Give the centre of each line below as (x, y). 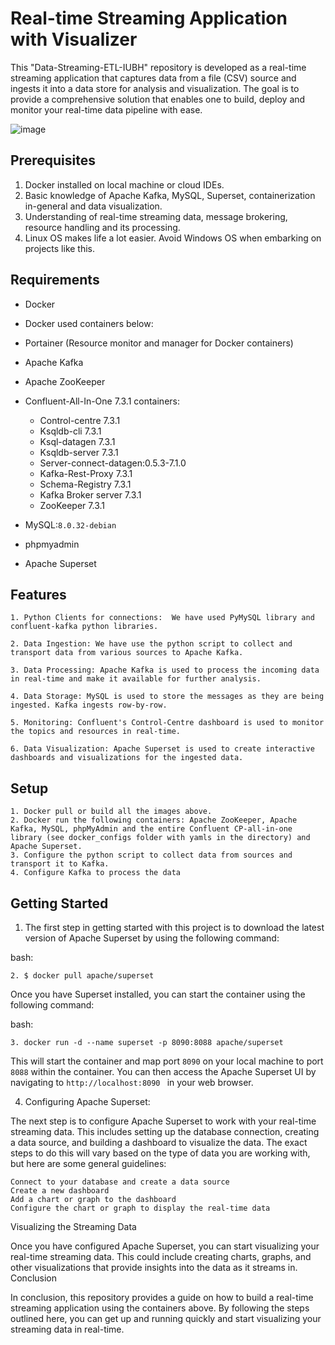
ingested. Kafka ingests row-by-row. (89, 705)
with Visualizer (74, 39)
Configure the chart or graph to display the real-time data (140, 1208)
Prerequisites (53, 160)
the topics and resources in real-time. (96, 732)
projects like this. (60, 248)
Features (38, 594)
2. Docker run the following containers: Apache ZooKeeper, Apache (154, 820)
